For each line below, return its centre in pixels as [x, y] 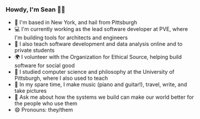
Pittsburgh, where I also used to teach [61, 78]
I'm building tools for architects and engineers [71, 37]
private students [34, 51]
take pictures [31, 91]
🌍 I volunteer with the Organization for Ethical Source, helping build [98, 57]
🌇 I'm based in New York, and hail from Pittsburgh [75, 23]
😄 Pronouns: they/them [43, 110]
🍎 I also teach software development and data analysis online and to [99, 44]
